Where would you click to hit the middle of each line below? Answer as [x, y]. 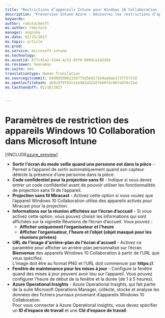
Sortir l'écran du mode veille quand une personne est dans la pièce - [83, 164]
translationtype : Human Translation [42, 74]
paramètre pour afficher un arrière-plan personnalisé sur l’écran [77, 248]
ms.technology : [21, 55]
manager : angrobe [23, 32]
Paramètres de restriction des [67, 120]
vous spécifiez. [27, 258]
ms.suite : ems [20, 69]
